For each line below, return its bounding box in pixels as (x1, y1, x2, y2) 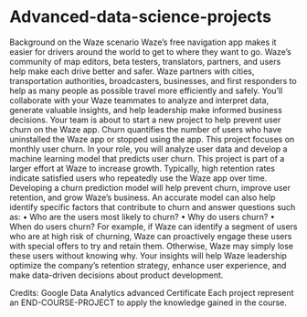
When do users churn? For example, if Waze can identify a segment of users (9, 221, 299, 232)
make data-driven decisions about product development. (9, 269, 224, 280)
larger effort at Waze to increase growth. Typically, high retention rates (9, 163, 276, 174)
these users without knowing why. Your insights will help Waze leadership (9, 249, 288, 261)
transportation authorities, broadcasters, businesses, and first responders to (9, 75, 297, 86)
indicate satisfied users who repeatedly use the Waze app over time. (9, 172, 268, 184)
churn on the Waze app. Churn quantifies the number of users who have (9, 123, 282, 134)
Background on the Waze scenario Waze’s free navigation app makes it (9, 37, 277, 48)
